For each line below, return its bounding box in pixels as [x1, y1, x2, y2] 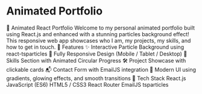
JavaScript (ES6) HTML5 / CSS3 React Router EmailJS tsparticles [6, 81, 169, 88]
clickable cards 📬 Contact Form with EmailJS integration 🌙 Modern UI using [6, 66, 196, 73]
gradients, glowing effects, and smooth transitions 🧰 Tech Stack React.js [6, 74, 186, 82]
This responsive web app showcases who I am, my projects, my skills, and [6, 37, 191, 44]
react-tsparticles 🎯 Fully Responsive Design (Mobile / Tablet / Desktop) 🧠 [6, 50, 188, 57]
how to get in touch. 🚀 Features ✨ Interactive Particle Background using [6, 43, 185, 51]
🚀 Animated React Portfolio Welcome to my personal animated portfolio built [6, 24, 195, 31]
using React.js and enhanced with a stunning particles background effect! [6, 30, 189, 37]
